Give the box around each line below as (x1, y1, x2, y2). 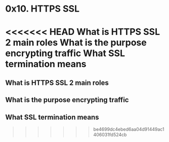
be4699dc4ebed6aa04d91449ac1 (93, 126, 164, 132)
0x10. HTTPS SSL (5, 3, 80, 15)
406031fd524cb (93, 131, 127, 137)
